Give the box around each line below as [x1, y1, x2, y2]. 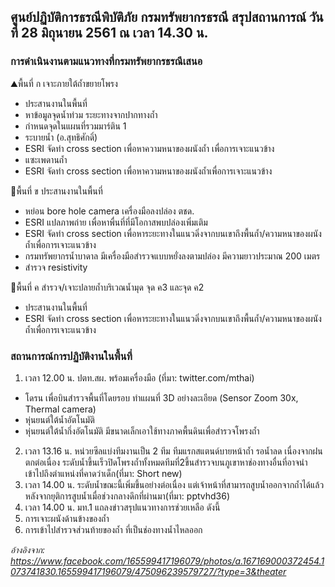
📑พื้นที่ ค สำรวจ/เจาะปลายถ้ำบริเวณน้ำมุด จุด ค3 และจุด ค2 [10, 281, 205, 293]
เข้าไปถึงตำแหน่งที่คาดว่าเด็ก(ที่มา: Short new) [24, 467, 183, 479]
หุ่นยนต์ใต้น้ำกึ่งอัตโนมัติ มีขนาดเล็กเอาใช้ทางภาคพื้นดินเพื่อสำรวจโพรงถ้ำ [24, 425, 260, 437]
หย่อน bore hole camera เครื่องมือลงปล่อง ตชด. [24, 205, 195, 217]
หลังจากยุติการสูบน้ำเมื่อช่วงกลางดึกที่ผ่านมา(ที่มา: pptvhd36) [24, 490, 231, 502]
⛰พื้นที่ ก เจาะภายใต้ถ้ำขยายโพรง [10, 77, 118, 89]
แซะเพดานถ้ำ [24, 153, 68, 165]
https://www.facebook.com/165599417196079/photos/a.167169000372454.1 [10, 555, 325, 567]
